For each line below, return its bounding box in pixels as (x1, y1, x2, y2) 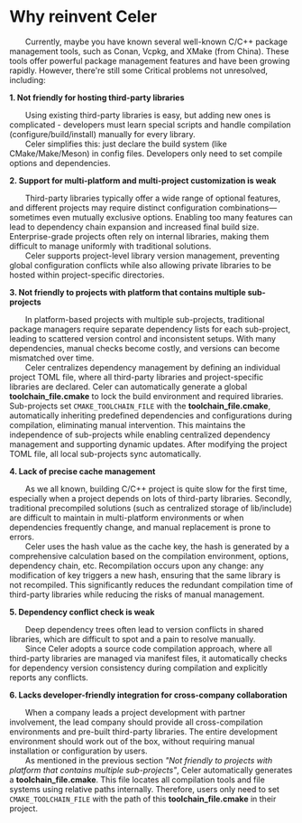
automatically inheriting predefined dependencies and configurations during (9, 409, 293, 421)
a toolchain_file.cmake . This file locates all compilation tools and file (9, 774, 266, 785)
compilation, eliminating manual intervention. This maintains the (9, 419, 246, 430)
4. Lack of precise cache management (9, 465, 156, 476)
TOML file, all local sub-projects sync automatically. (9, 448, 202, 459)
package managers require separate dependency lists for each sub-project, (9, 323, 291, 334)
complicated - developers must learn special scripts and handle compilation (9, 119, 291, 130)
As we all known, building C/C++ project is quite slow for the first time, (25, 483, 288, 494)
